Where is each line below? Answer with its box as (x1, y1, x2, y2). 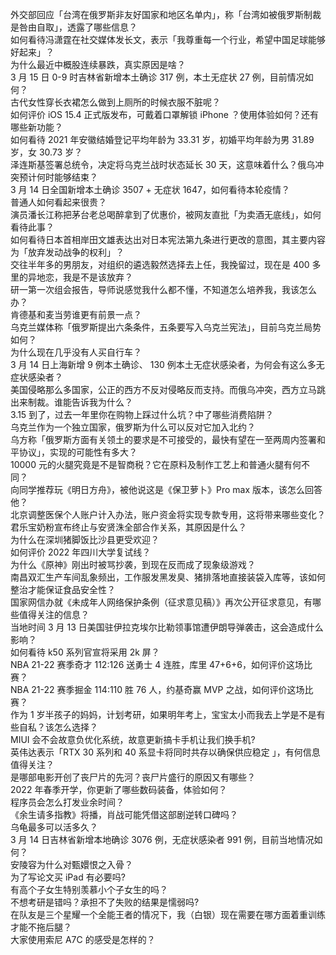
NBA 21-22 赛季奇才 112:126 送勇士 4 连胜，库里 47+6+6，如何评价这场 (10, 659, 304, 670)
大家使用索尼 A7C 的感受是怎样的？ (10, 934, 156, 945)
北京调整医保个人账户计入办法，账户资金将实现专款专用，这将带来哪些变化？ (10, 509, 326, 520)
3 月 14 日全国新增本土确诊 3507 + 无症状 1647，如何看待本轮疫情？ (10, 184, 290, 195)
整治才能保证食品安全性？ (10, 584, 116, 595)
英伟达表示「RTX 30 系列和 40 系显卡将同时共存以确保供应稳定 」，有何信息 (10, 746, 321, 758)
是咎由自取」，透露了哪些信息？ (10, 21, 138, 33)
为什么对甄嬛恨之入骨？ (36, 859, 133, 870)
